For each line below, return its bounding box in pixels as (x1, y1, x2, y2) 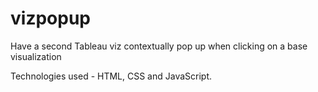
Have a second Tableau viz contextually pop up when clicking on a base (10, 40, 308, 52)
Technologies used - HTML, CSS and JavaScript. (10, 70, 213, 82)
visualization (10, 50, 62, 62)
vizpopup (10, 7, 91, 30)
